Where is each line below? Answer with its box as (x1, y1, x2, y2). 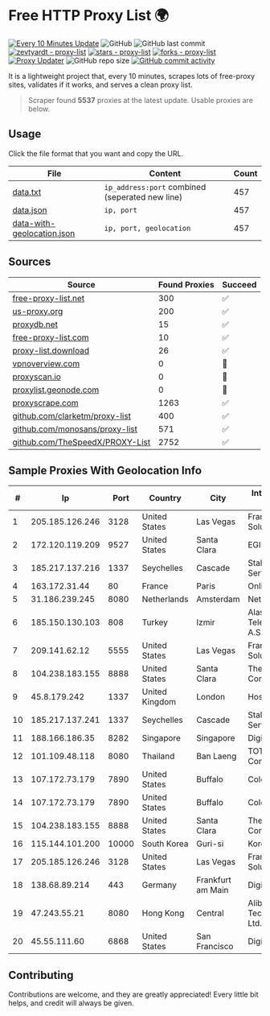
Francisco (196, 941, 234, 952)
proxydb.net (12, 319, 59, 330)
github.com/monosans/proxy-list (12, 423, 138, 435)
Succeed (222, 279, 257, 290)
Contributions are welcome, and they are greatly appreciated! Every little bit (8, 989, 259, 999)
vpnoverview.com (12, 357, 80, 369)
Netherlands (141, 593, 189, 605)
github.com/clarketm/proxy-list (12, 410, 131, 421)
